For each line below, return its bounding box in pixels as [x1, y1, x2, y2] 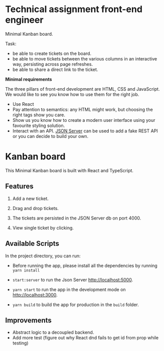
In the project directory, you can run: [5, 253, 81, 259]
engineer [5, 14, 44, 26]
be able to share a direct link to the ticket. [12, 66, 98, 73]
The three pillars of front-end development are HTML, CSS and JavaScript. [5, 86, 160, 92]
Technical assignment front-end [5, 4, 143, 15]
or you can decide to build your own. [12, 133, 89, 139]
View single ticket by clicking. [12, 225, 74, 231]
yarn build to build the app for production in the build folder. [12, 301, 139, 308]
